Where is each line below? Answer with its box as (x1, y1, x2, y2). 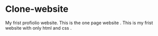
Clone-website (5, 3, 69, 15)
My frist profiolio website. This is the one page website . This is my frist (5, 20, 153, 26)
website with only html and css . (5, 25, 72, 31)
